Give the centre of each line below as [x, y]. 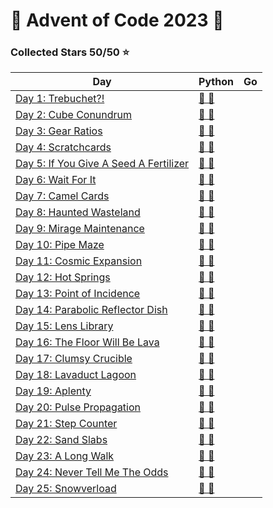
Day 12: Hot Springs [63, 277]
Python [216, 82]
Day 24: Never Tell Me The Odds [92, 472]
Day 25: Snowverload [66, 489]
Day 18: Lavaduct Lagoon [76, 375]
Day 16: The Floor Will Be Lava [87, 342]
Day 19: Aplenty [53, 391]
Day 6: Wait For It [56, 180]
